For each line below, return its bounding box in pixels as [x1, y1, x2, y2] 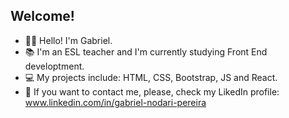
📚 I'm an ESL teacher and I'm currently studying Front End [24, 45, 268, 58]
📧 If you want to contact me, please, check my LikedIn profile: [24, 85, 280, 98]
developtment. [24, 60, 85, 72]
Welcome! [10, 8, 75, 25]
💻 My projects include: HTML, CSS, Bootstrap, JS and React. [24, 71, 278, 83]
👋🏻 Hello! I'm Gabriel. [24, 34, 113, 46]
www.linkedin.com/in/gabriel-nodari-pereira [24, 96, 207, 108]
